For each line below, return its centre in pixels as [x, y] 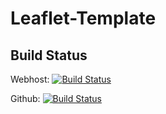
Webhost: [30, 79]
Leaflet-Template [83, 18]
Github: [25, 98]
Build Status [49, 55]
